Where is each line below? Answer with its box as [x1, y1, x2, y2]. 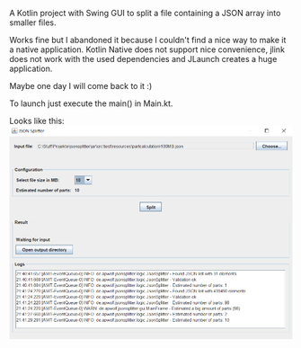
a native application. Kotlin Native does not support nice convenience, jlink [9, 44, 286, 55]
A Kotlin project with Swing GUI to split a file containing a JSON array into [9, 8, 281, 18]
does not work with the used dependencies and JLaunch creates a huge [9, 54, 278, 64]
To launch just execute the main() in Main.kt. [9, 98, 173, 109]
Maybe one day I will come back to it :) [9, 81, 153, 91]
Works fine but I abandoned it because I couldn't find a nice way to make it [9, 35, 287, 45]
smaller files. [9, 17, 57, 28]
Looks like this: [9, 116, 65, 126]
